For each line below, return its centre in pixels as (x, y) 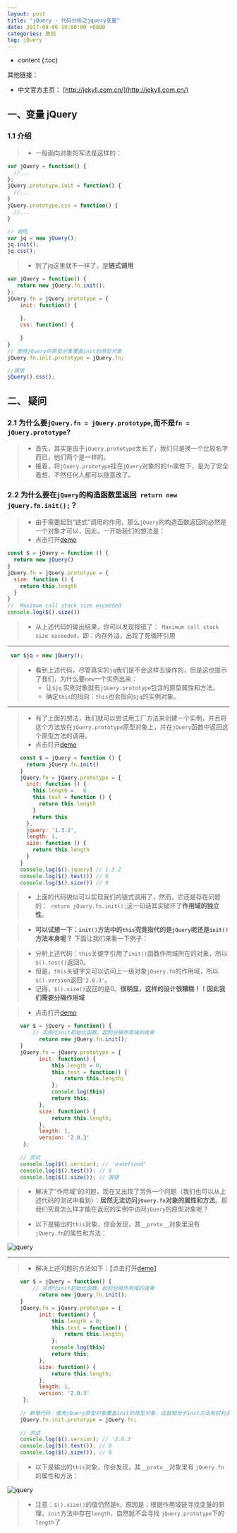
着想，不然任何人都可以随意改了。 (85, 475)
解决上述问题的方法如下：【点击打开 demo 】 (97, 1268)
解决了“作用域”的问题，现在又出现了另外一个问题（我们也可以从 (127, 1192)
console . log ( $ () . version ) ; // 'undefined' (83, 1164)
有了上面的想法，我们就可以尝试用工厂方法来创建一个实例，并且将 (131, 718)
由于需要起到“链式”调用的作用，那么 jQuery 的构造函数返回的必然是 (131, 522)
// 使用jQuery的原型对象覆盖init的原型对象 (65, 351)
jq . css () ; (22, 251)
